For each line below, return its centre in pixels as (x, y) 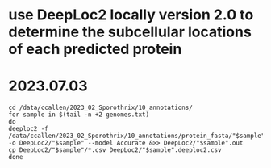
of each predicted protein (95, 49)
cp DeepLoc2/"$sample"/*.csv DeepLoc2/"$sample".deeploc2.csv (115, 150)
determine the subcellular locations (130, 32)
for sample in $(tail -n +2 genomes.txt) (79, 115)
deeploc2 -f (28, 129)
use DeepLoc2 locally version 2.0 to (131, 15)
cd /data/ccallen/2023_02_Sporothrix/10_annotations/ (101, 108)
